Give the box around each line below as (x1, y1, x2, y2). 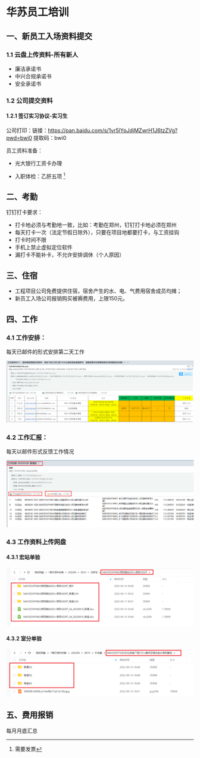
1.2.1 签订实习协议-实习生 (6, 112, 68, 119)
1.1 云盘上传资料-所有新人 (6, 50, 79, 59)
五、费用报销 (6, 710, 54, 720)
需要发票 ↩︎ (14, 745, 42, 753)
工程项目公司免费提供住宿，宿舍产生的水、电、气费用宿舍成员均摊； (14, 287, 182, 294)
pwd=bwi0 (6, 134, 33, 141)
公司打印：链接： (6, 127, 48, 134)
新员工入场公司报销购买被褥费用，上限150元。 (14, 295, 128, 302)
